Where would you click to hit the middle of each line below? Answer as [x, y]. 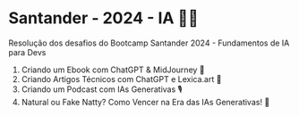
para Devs [27, 52]
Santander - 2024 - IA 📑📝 [103, 18]
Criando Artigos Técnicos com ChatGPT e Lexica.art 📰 [121, 79]
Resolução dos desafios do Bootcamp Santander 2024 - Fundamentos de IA [149, 43]
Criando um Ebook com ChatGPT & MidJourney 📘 [113, 70]
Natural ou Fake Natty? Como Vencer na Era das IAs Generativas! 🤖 [145, 102]
